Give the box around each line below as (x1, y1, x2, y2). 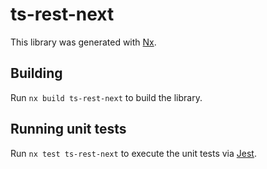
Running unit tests (10, 121, 127, 138)
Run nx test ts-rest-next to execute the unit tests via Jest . (10, 147, 257, 159)
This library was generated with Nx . (10, 36, 157, 48)
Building (10, 65, 63, 82)
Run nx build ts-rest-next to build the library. (10, 91, 203, 103)
